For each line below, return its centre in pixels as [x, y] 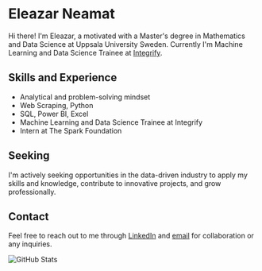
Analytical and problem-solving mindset [85, 97]
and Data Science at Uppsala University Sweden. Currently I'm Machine [126, 44]
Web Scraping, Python [56, 105]
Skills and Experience [63, 77]
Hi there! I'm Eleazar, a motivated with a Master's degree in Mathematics [127, 36]
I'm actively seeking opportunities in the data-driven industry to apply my [128, 175]
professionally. [32, 192]
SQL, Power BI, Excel [54, 114]
